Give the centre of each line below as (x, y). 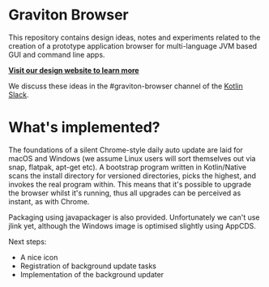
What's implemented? (84, 128)
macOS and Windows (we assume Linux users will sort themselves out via (132, 158)
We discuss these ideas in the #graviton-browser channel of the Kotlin (126, 86)
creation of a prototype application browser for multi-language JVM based (133, 45)
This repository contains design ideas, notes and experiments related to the (134, 37)
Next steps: (28, 242)
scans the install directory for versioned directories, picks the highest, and (132, 175)
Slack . (19, 94)
